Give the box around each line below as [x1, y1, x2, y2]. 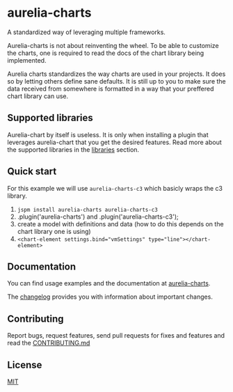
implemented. [7, 56, 47, 64]
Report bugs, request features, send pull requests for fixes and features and [7, 331, 225, 340]
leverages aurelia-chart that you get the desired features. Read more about [7, 138, 223, 146]
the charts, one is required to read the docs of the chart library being [7, 49, 204, 57]
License [7, 359, 42, 370]
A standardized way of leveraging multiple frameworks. [7, 28, 166, 36]
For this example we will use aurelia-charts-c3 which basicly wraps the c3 [7, 184, 223, 192]
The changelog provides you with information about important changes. [7, 292, 214, 301]
